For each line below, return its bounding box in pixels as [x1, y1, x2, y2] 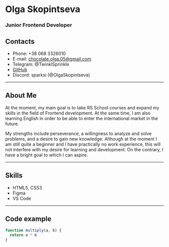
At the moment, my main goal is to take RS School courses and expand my [5, 104, 159, 110]
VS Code [12, 195, 31, 201]
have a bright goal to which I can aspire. [5, 152, 88, 158]
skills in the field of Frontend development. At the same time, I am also [5, 110, 151, 116]
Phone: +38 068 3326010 [12, 50, 66, 56]
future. [5, 120, 19, 127]
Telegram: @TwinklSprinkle [12, 61, 69, 67]
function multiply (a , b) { [5, 228, 62, 233]
